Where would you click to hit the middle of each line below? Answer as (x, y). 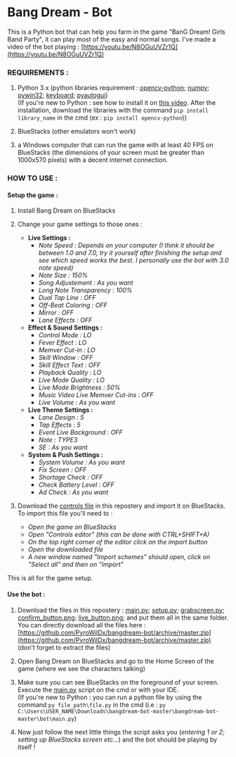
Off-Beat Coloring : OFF (73, 305)
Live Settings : (49, 238)
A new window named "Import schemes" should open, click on (119, 557)
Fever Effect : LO (63, 343)
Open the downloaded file (66, 549)
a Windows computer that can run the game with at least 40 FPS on (115, 145)
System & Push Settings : (65, 455)
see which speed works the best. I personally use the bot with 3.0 (133, 261)
